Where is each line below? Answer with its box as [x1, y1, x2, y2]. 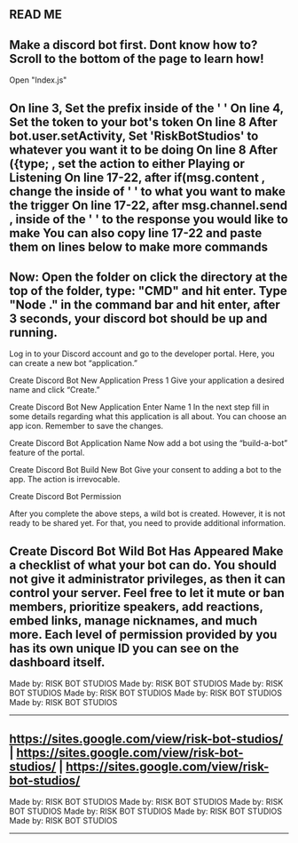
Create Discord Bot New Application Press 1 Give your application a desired [9, 375, 285, 386]
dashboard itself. [9, 655, 106, 670]
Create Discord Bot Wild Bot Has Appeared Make [9, 544, 284, 559]
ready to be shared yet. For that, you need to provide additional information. [9, 518, 286, 529]
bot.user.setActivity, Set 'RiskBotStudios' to [9, 128, 259, 143]
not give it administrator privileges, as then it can [9, 571, 286, 586]
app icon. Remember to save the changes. [9, 421, 164, 432]
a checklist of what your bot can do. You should [9, 557, 277, 572]
